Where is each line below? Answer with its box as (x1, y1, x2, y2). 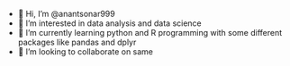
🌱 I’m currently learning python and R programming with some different (17, 28, 283, 37)
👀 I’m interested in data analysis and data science (17, 18, 203, 29)
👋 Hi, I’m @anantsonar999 (17, 9, 115, 19)
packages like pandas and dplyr (17, 37, 137, 47)
